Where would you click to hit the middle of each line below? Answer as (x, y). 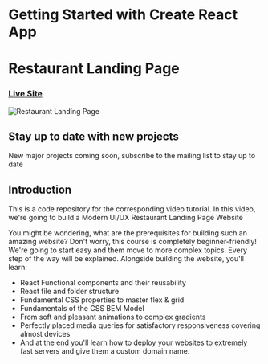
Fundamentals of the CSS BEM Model (82, 309)
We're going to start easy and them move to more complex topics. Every (128, 250)
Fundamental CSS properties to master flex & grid (102, 300)
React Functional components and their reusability (103, 283)
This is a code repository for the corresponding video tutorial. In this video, (132, 209)
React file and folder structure (69, 292)
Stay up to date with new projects (93, 137)
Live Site (25, 94)
